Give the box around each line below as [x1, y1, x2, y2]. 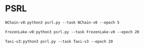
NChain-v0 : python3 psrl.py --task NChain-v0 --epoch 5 [5, 19, 120, 25]
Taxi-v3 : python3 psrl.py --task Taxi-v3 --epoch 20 [5, 38, 113, 44]
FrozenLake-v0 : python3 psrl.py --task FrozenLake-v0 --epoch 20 [5, 28, 140, 34]
